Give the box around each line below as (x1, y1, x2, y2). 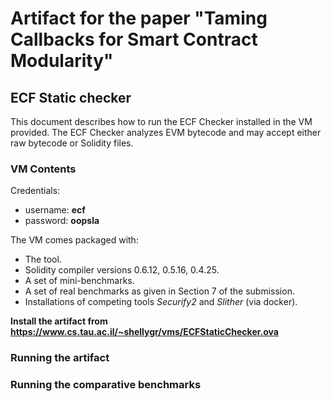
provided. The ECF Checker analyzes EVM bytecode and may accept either (10, 127, 322, 138)
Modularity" (10, 50, 114, 72)
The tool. (24, 253, 62, 266)
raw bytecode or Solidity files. (10, 137, 134, 149)
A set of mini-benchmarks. (24, 275, 135, 287)
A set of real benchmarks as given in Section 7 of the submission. (24, 285, 295, 297)
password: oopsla (24, 215, 100, 227)
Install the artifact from (10, 315, 108, 327)
